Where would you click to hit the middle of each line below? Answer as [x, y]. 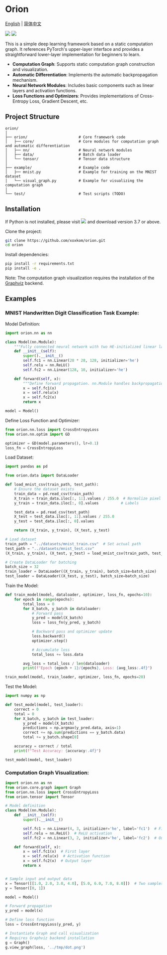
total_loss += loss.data [57, 654]
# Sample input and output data [39, 879]
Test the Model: [21, 687]
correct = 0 [26, 709]
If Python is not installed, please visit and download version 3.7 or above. [83, 222]
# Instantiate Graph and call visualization [52, 933]
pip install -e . [23, 268]
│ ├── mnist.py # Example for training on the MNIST [81, 172]
